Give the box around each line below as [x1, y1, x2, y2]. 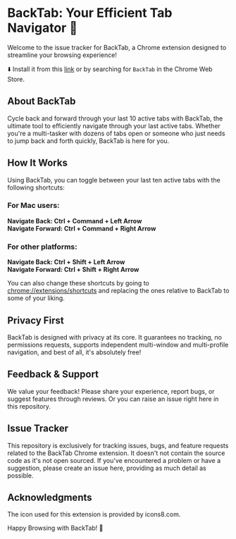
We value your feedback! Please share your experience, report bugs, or [7, 387, 215, 395]
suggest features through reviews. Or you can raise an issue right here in [7, 395, 219, 403]
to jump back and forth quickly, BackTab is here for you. [7, 136, 170, 145]
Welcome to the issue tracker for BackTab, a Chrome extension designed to [7, 43, 227, 51]
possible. [7, 471, 34, 480]
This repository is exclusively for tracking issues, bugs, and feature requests [7, 441, 229, 450]
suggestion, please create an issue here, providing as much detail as [7, 464, 206, 472]
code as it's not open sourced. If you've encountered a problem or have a [7, 456, 221, 464]
